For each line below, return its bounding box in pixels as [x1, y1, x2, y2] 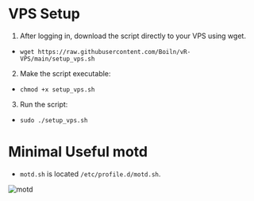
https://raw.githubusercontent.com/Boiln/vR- [37, 48, 191, 56]
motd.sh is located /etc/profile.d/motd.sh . [19, 168, 161, 179]
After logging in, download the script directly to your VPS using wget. [19, 31, 246, 41]
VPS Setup [8, 5, 81, 23]
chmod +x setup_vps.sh [19, 85, 95, 94]
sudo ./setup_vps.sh [19, 116, 88, 124]
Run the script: [19, 99, 68, 109]
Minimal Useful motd [8, 143, 148, 161]
